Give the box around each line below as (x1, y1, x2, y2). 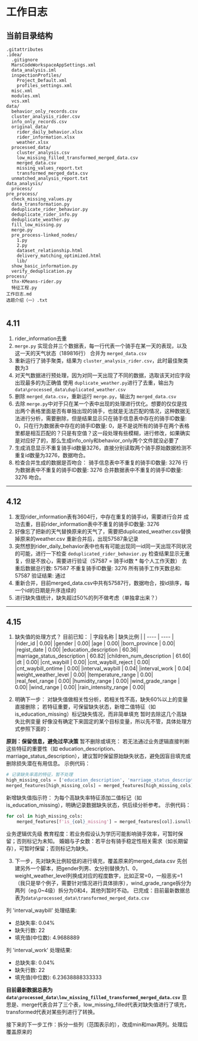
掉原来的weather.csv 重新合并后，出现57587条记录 (14, 535, 138, 542)
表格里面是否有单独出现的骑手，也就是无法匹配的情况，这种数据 (30, 407, 186, 414)
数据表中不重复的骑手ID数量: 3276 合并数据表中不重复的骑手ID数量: (19, 466, 183, 473)
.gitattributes (6, 47, 44, 52)
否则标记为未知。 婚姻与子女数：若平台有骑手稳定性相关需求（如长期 (16, 837, 183, 844)
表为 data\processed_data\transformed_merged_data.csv (14, 894, 150, 901)
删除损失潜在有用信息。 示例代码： (6, 760, 90, 767)
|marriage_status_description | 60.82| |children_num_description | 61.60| (14, 652, 191, 660)
